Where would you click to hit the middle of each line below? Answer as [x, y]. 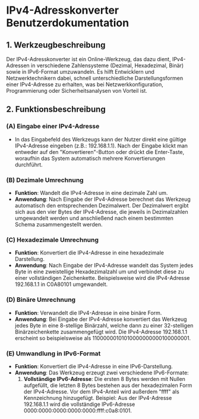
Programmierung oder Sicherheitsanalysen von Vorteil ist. [77, 91]
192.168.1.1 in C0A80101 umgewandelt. [61, 284]
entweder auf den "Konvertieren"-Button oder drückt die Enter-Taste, [99, 152]
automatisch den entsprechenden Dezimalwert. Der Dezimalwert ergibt [102, 205]
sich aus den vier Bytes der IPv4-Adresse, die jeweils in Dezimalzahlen [101, 212]
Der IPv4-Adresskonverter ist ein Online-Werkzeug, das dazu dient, [89, 59]
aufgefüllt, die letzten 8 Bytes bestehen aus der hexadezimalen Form [108, 385]
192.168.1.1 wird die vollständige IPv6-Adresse [79, 404]
